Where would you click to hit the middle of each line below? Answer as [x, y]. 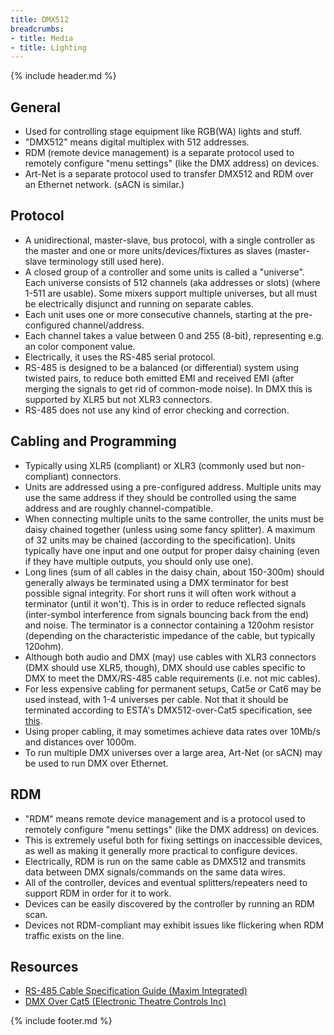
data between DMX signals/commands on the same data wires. [155, 872]
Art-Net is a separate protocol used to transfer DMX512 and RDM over [169, 174]
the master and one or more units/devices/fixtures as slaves [148, 250]
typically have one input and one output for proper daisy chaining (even [172, 550]
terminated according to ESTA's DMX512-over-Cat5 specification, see [168, 710]
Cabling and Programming [93, 441]
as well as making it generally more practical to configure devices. [161, 850]
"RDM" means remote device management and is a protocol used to [165, 818]
